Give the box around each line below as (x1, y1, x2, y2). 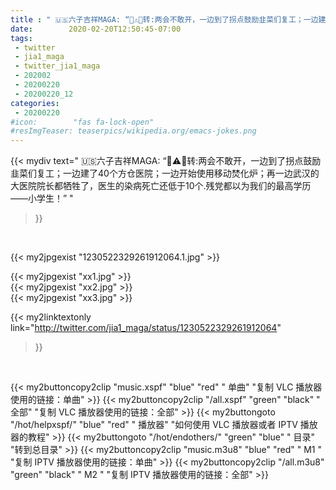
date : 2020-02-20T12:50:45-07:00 (10, 24, 182, 34)
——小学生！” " (10, 192, 74, 205)
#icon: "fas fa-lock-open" (10, 117, 155, 127)
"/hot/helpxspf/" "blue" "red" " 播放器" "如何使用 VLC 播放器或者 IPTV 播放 (10, 419, 318, 431)
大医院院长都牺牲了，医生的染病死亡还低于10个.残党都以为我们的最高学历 (10, 180, 312, 192)
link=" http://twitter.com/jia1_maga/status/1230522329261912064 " (10, 322, 282, 334)
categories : (10, 98, 60, 108)
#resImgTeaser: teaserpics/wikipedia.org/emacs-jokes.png (10, 126, 257, 136)
